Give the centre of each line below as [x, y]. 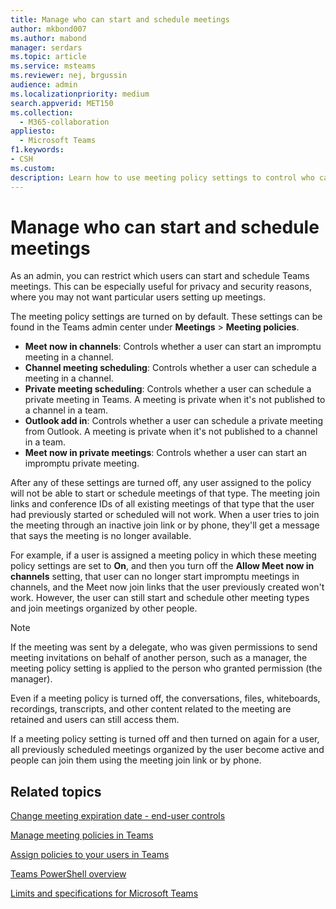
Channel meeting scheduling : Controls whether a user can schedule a [170, 368]
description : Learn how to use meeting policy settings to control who [162, 177]
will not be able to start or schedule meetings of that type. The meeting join [165, 493]
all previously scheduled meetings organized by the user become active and [167, 750]
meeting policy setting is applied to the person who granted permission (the [166, 668]
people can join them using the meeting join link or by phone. [136, 760]
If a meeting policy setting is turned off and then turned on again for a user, [165, 739]
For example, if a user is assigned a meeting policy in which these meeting [163, 555]
